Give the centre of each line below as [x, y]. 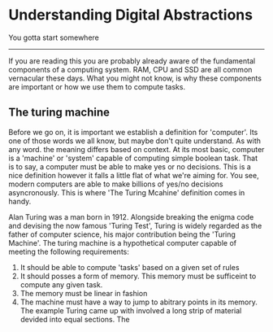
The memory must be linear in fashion [84, 293]
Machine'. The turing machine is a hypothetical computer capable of [123, 242]
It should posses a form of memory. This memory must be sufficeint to [138, 276]
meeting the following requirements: [69, 251]
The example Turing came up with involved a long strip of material [131, 310]
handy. [20, 201]
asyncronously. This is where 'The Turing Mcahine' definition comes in [127, 192]
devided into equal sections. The [75, 319]
